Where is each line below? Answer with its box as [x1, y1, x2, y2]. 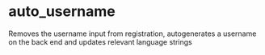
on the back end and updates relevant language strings [8, 37, 192, 46]
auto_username [8, 2, 116, 21]
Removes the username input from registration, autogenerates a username [8, 29, 257, 38]
